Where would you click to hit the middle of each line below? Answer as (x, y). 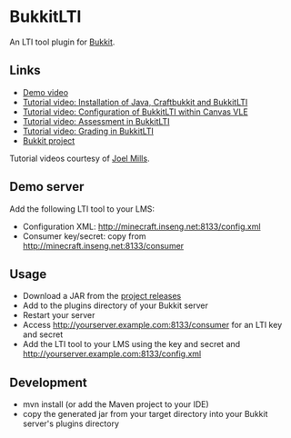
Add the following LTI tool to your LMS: (82, 209)
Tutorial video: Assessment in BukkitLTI (96, 121)
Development (49, 382)
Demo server (47, 187)
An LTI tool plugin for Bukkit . (62, 42)
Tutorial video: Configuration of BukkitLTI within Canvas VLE (135, 112)
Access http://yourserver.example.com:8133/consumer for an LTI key (152, 325)
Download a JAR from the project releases (102, 296)
